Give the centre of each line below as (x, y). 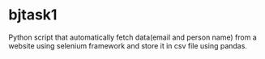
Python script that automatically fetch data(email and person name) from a (132, 37)
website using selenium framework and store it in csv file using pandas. (128, 45)
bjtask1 (33, 15)
